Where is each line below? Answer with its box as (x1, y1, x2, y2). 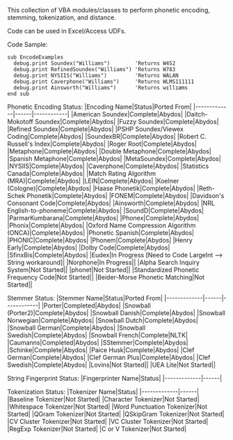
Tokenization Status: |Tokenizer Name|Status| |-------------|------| (7, 388, 200, 396)
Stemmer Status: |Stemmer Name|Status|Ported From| (7, 294, 163, 302)
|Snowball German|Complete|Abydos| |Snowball (7, 324, 146, 332)
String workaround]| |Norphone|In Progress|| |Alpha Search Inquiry (7, 258, 200, 266)
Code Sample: (7, 40, 48, 48)
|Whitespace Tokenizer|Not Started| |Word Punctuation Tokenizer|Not (7, 402, 207, 411)
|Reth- (197, 184, 216, 192)
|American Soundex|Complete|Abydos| (70, 110, 183, 118)
